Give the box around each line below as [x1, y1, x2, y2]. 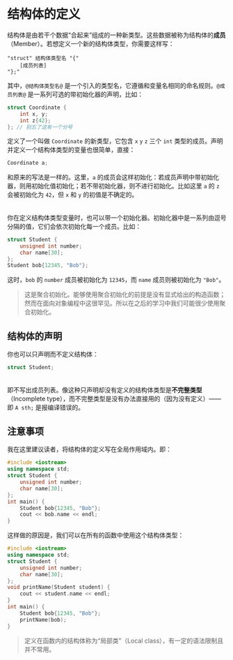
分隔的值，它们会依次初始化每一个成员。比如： [7, 222, 141, 230]
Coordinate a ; [7, 160, 49, 167]
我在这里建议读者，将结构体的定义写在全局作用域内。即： [7, 445, 172, 453]
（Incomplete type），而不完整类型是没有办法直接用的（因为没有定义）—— [7, 394, 221, 403]
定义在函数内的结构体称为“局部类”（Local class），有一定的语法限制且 [24, 636, 224, 645]
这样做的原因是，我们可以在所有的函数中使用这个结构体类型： [7, 531, 184, 539]
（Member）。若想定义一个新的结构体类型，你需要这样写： [7, 39, 175, 47]
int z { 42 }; [19, 117, 51, 124]
